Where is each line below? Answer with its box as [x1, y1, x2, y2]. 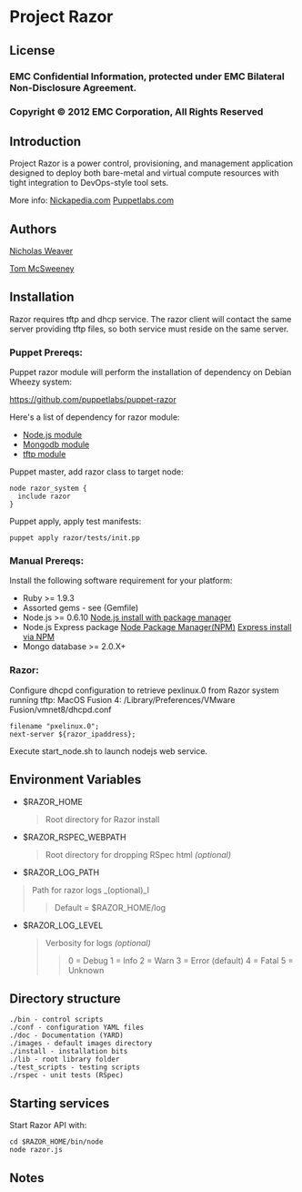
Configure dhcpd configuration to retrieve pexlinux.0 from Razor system [9, 685, 279, 696]
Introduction [9, 134, 82, 149]
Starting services [9, 1095, 110, 1111]
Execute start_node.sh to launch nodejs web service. [9, 745, 207, 757]
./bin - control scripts [9, 1015, 104, 1024]
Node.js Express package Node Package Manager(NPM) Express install [22, 622, 293, 633]
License [9, 43, 55, 58]
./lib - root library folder [9, 1054, 120, 1065]
